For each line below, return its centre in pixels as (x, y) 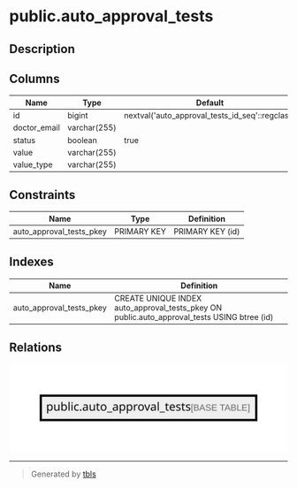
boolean (82, 140)
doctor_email (36, 128)
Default (210, 103)
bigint (78, 116)
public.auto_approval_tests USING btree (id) (194, 317)
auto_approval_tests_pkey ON (168, 308)
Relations (36, 348)
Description (42, 49)
